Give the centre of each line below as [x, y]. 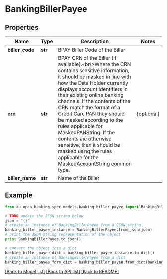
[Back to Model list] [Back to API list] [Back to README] [62, 272]
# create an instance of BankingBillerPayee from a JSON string [73, 225]
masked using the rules [85, 151]
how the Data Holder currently [93, 83]
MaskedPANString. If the [86, 133]
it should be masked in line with [94, 77]
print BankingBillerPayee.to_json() [43, 239]
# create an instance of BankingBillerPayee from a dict [65, 257]
